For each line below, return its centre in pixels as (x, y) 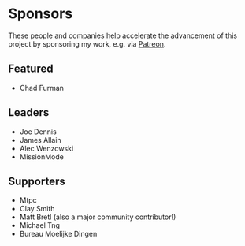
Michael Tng (40, 225)
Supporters (37, 181)
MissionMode (42, 157)
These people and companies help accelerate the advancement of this (123, 35)
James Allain (40, 140)
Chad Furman (42, 88)
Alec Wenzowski (46, 148)
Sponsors (41, 14)
